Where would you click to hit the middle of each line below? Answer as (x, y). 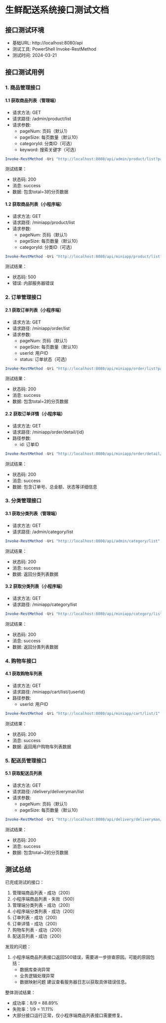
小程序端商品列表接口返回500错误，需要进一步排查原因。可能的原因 (81, 957)
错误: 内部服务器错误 (33, 283)
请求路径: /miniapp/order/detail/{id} (48, 432)
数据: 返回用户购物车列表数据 (42, 747)
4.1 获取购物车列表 (24, 674)
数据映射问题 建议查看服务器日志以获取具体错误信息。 (74, 982)
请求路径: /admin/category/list (43, 532)
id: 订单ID (29, 444)
